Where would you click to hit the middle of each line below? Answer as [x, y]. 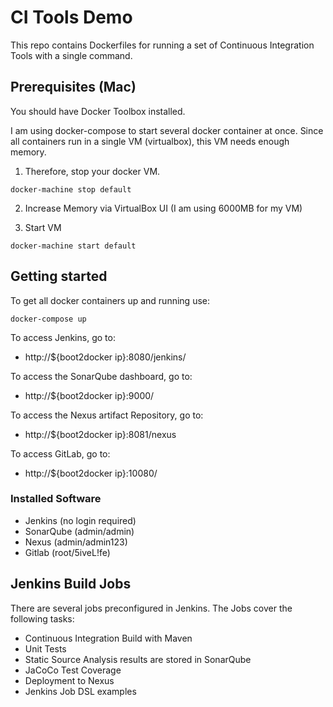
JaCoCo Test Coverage [73, 670]
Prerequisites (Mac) [73, 87]
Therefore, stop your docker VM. [92, 171]
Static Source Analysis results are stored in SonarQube [138, 659]
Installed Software [56, 499]
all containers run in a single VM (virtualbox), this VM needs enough [150, 141]
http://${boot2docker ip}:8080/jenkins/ [105, 357]
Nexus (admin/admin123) [76, 542]
